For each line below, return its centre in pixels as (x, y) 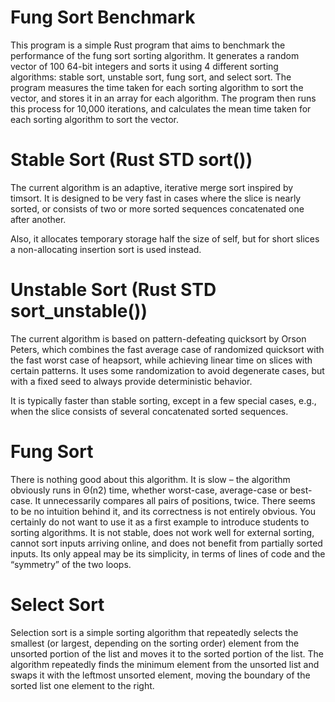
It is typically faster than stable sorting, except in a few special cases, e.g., (163, 400)
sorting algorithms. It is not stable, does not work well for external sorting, (162, 532)
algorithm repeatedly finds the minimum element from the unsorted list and (165, 664)
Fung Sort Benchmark (103, 17)
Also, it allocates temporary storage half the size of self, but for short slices (165, 238)
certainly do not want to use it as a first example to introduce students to (160, 522)
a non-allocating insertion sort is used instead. (106, 249)
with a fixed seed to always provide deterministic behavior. (131, 381)
